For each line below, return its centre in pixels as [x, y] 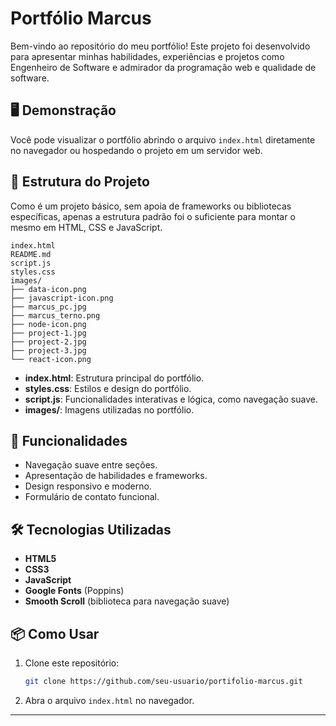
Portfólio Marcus [81, 18]
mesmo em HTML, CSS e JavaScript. [86, 227]
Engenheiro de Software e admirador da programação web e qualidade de [163, 67]
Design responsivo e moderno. [88, 486]
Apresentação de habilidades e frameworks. [116, 476]
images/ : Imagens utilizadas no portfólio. [109, 409]
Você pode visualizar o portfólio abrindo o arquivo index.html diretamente [163, 139]
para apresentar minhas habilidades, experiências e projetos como [147, 56]
